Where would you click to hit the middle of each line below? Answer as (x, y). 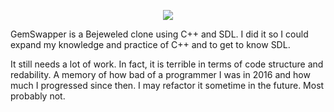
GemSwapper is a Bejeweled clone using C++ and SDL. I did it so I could (159, 34)
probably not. (38, 96)
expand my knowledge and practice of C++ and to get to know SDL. (150, 44)
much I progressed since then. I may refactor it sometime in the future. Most (167, 85)
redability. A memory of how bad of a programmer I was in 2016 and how (160, 74)
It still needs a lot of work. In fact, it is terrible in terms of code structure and (167, 64)
